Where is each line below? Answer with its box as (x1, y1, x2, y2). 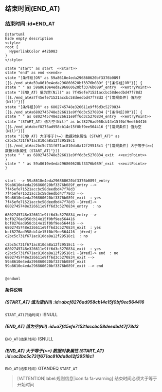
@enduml (5, 276, 21, 281)
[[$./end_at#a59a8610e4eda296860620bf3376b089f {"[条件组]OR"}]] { (5, 80, 143, 85)
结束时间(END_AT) (5, 4, 60, 13)
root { (5, 44, 18, 50)
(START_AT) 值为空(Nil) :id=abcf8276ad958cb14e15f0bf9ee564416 (5, 299, 144, 305)
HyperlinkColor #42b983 (9, 49, 57, 54)
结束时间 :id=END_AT (5, 20, 55, 27)
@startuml (5, 32, 25, 37)
